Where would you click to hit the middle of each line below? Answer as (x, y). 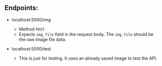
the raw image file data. (43, 39)
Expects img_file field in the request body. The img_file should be (86, 34)
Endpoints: (21, 8)
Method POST (32, 29)
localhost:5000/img (31, 19)
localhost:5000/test (31, 49)
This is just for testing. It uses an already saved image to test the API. (88, 58)
